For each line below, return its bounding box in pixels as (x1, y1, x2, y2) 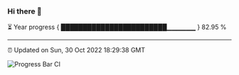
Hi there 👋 (7, 6, 43, 16)
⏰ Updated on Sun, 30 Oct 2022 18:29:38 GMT (7, 46, 146, 54)
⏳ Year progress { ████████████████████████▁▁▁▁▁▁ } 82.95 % (7, 23, 227, 31)
